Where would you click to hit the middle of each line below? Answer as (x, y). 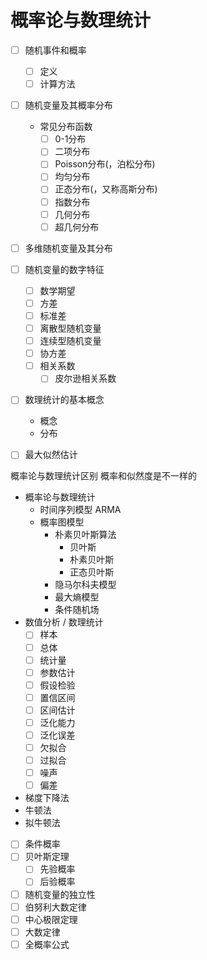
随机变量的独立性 (60, 894)
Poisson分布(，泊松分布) (105, 164)
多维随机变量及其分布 (68, 248)
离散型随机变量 (70, 328)
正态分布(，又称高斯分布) (106, 189)
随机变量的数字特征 (64, 269)
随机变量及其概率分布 (68, 105)
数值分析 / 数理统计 (64, 622)
